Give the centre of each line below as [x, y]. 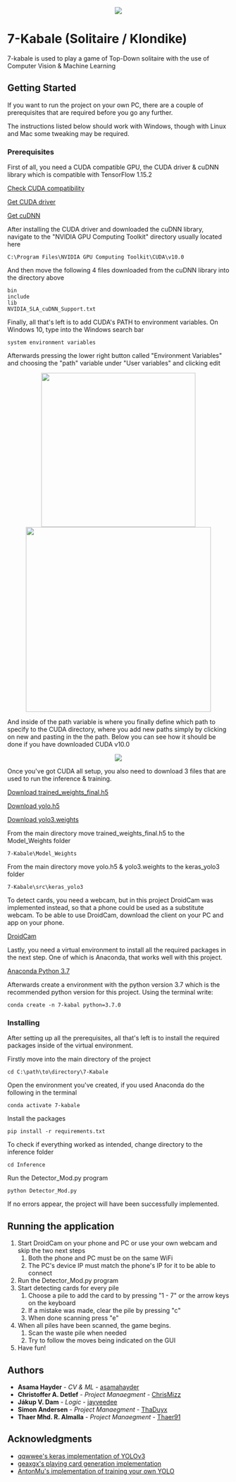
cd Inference [26, 1165]
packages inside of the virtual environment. [70, 1045]
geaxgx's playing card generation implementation [89, 1463]
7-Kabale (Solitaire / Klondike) [97, 39]
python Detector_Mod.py [42, 1191]
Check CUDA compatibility [46, 188]
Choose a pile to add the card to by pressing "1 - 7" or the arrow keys [129, 1295]
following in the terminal [42, 1092]
